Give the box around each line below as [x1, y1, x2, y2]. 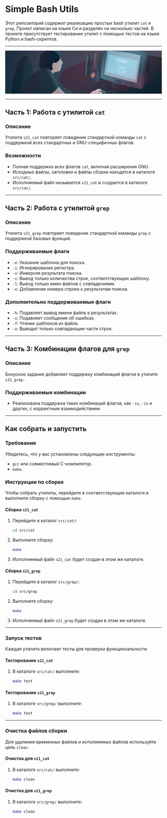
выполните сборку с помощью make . [5, 495, 82, 501]
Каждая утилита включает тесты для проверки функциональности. [5, 646, 148, 652]
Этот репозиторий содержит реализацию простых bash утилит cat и [5, 20, 151, 26]
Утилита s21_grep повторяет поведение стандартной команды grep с [5, 230, 151, 236]
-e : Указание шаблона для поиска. [12, 259, 86, 265]
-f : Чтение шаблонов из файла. [12, 321, 79, 327]
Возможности [5, 152, 41, 159]
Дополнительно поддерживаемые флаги [5, 298, 111, 305]
